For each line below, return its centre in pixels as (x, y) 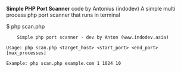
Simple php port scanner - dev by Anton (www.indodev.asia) (93, 37)
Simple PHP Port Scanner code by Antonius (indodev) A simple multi (91, 9)
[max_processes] (26, 53)
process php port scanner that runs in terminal (63, 15)
